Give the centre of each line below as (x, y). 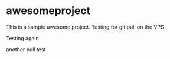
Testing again (23, 38)
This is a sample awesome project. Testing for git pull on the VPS (85, 27)
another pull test (26, 49)
